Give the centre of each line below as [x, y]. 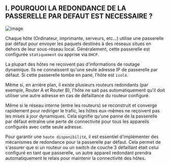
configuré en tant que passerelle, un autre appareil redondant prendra [78, 153]
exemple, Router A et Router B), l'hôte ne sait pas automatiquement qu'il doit [85, 90]
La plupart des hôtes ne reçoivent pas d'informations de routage [73, 64]
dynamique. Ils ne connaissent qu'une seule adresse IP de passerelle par [82, 69]
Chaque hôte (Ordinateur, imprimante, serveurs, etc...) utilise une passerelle [84, 38]
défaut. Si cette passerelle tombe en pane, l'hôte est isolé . [67, 75]
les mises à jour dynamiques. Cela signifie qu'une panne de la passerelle [81, 116]
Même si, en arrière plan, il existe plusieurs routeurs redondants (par [77, 85]
